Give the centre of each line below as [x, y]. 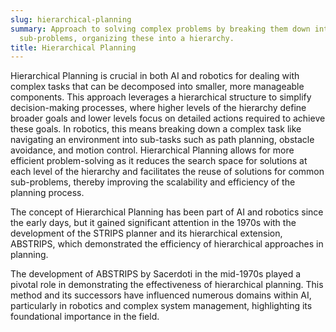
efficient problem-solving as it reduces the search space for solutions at [159, 161]
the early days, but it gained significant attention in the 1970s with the [153, 223]
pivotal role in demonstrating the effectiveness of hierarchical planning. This [167, 285]
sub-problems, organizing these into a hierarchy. [127, 38]
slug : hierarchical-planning [71, 19]
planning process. [47, 193]
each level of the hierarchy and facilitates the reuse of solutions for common [167, 172]
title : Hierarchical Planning [73, 47]
